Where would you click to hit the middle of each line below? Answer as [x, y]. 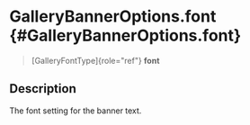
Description [43, 89]
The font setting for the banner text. [76, 111]
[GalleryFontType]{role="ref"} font [95, 60]
